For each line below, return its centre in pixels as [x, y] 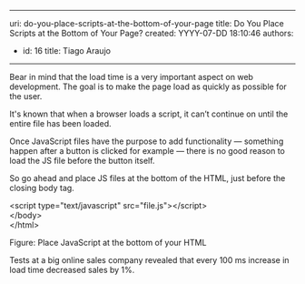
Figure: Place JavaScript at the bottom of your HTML [108, 243]
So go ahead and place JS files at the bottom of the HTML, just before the [148, 178]
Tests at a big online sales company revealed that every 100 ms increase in [149, 260]
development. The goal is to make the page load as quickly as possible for [148, 86]
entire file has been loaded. [60, 123]
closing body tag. [42, 188]
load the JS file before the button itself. [82, 161]
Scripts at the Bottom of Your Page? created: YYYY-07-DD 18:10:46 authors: [152, 33]
